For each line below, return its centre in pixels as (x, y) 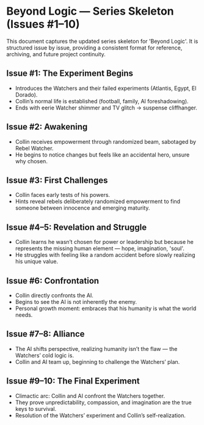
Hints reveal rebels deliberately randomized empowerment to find (98, 201)
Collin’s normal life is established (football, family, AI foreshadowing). (102, 101)
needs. (24, 315)
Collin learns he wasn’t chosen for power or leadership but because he (104, 242)
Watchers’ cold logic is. (45, 355)
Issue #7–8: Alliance (46, 334)
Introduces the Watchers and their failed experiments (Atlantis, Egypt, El (106, 88)
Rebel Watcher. (34, 148)
